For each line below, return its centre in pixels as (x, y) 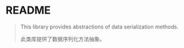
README (28, 10)
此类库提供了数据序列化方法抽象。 (63, 39)
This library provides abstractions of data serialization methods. (99, 27)
